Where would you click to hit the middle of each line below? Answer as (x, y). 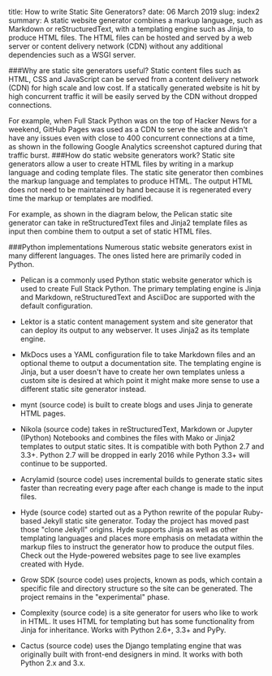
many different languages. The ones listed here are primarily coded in (125, 256)
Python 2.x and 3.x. (53, 663)
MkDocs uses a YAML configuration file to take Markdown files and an (138, 355)
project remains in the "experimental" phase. (95, 597)
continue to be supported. (64, 463)
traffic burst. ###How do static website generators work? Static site (122, 155)
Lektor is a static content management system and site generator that (136, 321)
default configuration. (56, 306)
